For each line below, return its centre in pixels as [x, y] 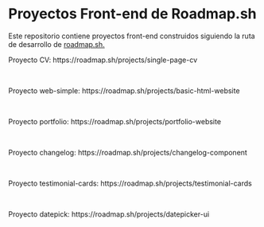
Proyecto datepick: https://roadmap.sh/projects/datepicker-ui [109, 214]
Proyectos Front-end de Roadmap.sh [132, 14]
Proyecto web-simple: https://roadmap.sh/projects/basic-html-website [124, 90]
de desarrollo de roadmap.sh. [56, 44]
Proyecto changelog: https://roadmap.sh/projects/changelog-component [128, 152]
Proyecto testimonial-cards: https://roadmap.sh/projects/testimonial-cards [130, 183]
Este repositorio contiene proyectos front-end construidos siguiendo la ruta [132, 36]
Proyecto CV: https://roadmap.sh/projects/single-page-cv [103, 60]
